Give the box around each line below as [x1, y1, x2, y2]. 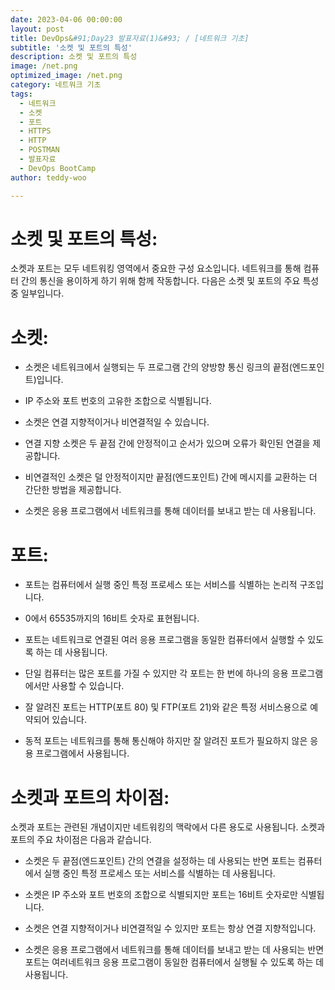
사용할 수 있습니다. [51, 680, 125, 692]
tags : [10, 89, 33, 99]
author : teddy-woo [10, 172, 87, 183]
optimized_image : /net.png [10, 71, 123, 81]
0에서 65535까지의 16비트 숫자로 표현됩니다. [24, 612, 200, 625]
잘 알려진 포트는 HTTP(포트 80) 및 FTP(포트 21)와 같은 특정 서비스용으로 [24, 701, 308, 713]
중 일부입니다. [10, 287, 65, 300]
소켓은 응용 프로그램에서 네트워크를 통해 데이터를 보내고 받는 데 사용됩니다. [24, 505, 317, 517]
